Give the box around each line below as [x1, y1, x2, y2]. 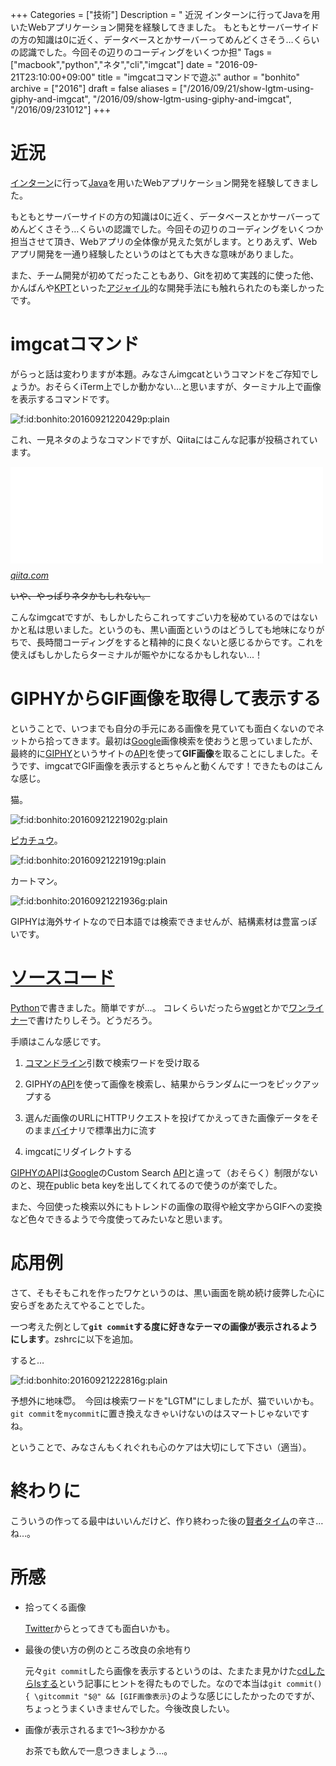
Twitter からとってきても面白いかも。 [24, 1622, 176, 1634]
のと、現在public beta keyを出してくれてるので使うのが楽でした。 [10, 1179, 283, 1191]
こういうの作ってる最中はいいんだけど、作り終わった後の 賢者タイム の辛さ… [10, 1514, 324, 1527]
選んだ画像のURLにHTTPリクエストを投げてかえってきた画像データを [24, 1111, 311, 1123]
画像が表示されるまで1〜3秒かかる [24, 1723, 167, 1735]
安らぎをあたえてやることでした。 [10, 1299, 150, 1311]
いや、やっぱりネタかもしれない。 [10, 589, 151, 602]
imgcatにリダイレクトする [24, 1145, 133, 1157]
